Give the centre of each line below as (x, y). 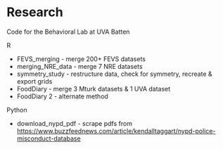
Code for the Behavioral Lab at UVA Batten (68, 32)
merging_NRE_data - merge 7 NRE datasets (79, 66)
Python (17, 110)
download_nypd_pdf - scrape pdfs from (75, 123)
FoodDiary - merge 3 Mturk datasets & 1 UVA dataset (94, 89)
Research (35, 12)
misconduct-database (49, 138)
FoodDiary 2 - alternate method (62, 96)
